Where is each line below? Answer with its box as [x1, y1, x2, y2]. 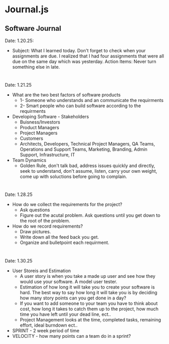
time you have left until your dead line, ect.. [19, 311, 111, 317]
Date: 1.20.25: [5, 37, 34, 44]
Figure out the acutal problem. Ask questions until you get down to [19, 212, 161, 218]
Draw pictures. [19, 229, 51, 235]
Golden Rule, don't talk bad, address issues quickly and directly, [19, 163, 156, 169]
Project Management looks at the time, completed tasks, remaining [19, 316, 161, 322]
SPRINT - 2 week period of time [12, 327, 80, 334]
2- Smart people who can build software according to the [19, 103, 141, 109]
